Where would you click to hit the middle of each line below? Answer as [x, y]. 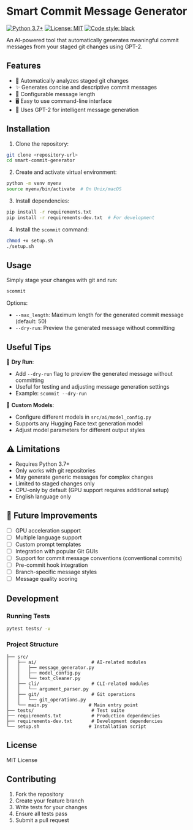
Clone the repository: [42, 144]
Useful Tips [29, 347]
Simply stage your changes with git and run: [62, 280]
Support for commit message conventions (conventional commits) [99, 558]
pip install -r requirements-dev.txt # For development [81, 218]
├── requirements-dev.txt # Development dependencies [85, 721]
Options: [17, 303]
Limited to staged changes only [55, 483]
